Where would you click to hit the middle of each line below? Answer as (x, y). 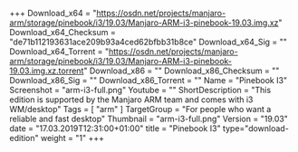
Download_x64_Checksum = (62, 32)
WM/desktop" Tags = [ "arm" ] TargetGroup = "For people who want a (140, 109)
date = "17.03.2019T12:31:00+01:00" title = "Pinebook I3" (115, 128)
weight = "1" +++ (72, 138)
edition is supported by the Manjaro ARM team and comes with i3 (131, 100)
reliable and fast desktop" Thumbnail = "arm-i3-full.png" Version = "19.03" (149, 119)
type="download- (256, 128)
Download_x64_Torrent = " (59, 52)
